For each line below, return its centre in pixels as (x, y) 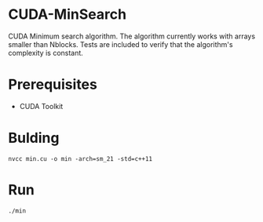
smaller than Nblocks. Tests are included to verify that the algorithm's (121, 44)
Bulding (34, 138)
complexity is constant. (46, 53)
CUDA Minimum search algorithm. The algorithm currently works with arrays (132, 36)
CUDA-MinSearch (68, 15)
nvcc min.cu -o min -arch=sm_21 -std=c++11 (80, 158)
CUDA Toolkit (41, 106)
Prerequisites (53, 85)
